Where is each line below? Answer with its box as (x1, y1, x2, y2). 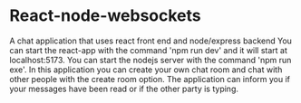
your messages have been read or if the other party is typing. (9, 83, 238, 94)
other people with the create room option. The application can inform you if (9, 73, 291, 84)
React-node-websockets (9, 5, 201, 26)
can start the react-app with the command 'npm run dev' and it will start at (9, 44, 288, 55)
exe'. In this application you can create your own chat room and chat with (9, 64, 283, 75)
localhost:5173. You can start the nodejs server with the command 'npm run (9, 54, 292, 65)
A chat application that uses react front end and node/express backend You (9, 35, 293, 46)
